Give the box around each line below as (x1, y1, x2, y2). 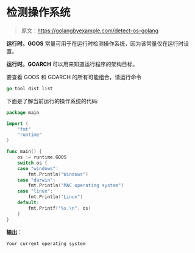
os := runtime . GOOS (17, 154, 67, 160)
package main (6, 109, 40, 116)
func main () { (6, 149, 43, 155)
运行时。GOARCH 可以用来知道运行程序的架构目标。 (6, 60, 138, 68)
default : (17, 199, 40, 206)
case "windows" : (17, 165, 59, 171)
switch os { (17, 160, 48, 166)
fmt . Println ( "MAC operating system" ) (28, 182, 124, 189)
